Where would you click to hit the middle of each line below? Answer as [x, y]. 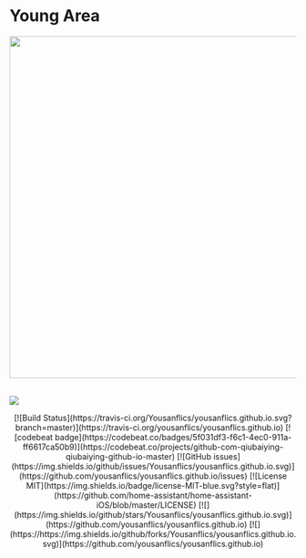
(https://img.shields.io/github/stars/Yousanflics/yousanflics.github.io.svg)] [153, 514]
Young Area [55, 16]
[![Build [28, 418]
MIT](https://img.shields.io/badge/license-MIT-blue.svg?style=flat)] [153, 485]
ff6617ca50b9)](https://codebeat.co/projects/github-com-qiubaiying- [153, 447]
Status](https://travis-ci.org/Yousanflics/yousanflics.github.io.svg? [167, 418]
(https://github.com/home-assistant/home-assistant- [153, 495]
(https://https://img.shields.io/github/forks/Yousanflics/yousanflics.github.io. [153, 533]
